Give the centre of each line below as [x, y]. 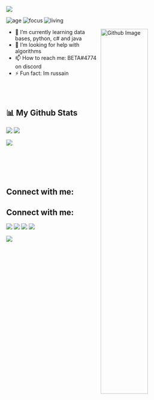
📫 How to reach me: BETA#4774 [56, 58]
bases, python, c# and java [48, 38]
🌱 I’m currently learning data [50, 32]
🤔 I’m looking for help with [47, 45]
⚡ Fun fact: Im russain [42, 73]
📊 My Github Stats [42, 113]
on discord [28, 66]
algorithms [28, 51]
